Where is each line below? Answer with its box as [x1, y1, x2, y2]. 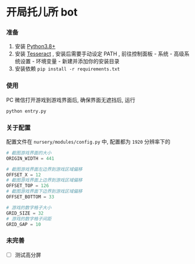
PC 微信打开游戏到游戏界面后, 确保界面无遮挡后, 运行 [6, 96, 136, 103]
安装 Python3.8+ [14, 43, 56, 50]
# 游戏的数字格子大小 [6, 204, 52, 210]
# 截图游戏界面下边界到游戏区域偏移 [6, 188, 83, 194]
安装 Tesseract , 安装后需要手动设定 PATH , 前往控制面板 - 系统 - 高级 [14, 50, 184, 57]
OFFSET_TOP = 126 [6, 183, 49, 189]
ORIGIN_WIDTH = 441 [6, 156, 55, 161]
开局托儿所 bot [6, 5, 78, 19]
